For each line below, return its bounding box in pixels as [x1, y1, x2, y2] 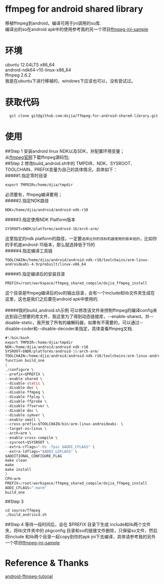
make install [5, 467, 32, 472]
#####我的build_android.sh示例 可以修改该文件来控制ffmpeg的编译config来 [5, 307, 157, 313]
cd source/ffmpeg [5, 508, 41, 513]
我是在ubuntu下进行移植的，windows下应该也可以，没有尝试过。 [5, 78, 136, 84]
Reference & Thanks [5, 557, 89, 568]
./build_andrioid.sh [5, 512, 47, 518]
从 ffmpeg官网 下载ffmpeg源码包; [5, 154, 70, 160]
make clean [5, 458, 27, 463]
